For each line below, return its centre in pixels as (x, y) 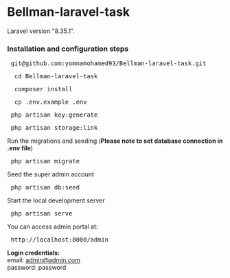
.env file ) (20, 148)
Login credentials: (34, 253)
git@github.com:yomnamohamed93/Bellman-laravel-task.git (108, 63)
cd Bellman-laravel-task (56, 77)
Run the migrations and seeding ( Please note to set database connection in (115, 141)
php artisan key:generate (54, 115)
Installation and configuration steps (68, 49)
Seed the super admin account (51, 174)
